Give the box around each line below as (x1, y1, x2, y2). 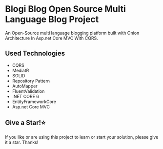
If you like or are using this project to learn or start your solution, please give (5, 134, 159, 140)
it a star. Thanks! (5, 139, 39, 145)
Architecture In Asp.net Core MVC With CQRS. (5, 35, 99, 41)
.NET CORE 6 (12, 93, 39, 99)
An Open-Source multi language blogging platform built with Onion (5, 30, 140, 36)
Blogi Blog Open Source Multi (5, 3, 126, 15)
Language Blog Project (5, 14, 99, 25)
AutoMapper (12, 83, 38, 89)
